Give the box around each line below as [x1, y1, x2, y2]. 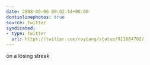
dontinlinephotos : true [6, 14, 65, 20]
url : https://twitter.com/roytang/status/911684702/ [11, 36, 145, 42]
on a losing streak [6, 53, 50, 59]
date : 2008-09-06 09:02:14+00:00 [6, 8, 89, 15]
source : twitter [6, 19, 46, 25]
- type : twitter [6, 31, 46, 37]
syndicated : [6, 25, 36, 31]
